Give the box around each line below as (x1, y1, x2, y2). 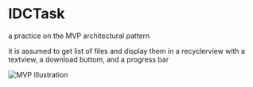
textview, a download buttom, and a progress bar (8, 55, 169, 64)
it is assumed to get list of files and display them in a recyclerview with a (8, 46, 245, 55)
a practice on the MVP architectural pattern (8, 31, 150, 40)
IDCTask (8, 5, 65, 23)
